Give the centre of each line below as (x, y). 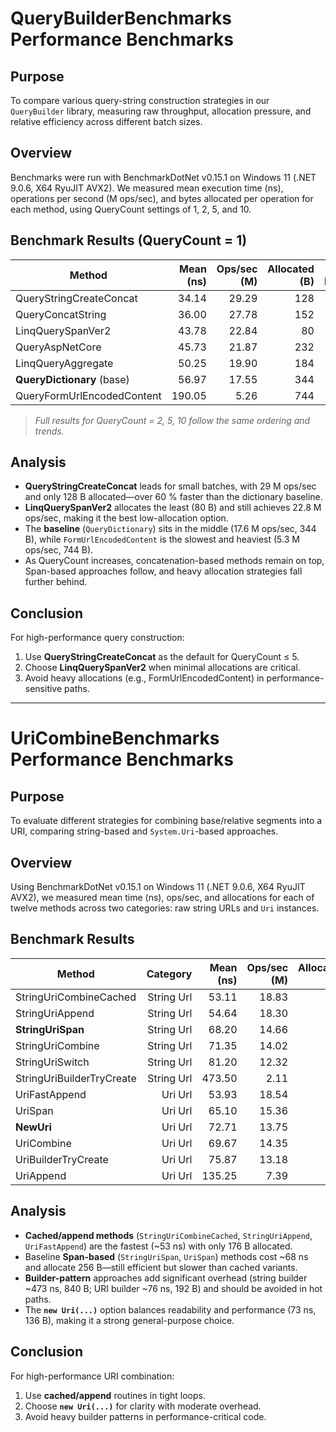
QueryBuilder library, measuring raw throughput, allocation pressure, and (161, 111)
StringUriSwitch (52, 1062)
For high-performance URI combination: (92, 1376)
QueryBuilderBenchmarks (121, 18)
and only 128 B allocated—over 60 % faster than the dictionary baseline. (173, 497)
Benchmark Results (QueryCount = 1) (129, 240)
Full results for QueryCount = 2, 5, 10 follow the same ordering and (172, 420)
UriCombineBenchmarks (115, 738)
